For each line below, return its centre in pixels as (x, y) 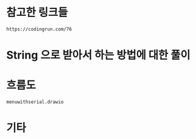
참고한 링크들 (37, 12)
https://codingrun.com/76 (39, 29)
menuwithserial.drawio (35, 102)
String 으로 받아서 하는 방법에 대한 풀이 (98, 55)
